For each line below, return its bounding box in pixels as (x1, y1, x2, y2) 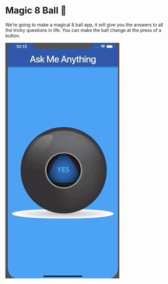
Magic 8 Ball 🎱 (5, 5, 67, 16)
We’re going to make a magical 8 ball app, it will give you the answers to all (5, 22, 163, 28)
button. (5, 32, 20, 39)
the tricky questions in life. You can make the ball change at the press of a (5, 27, 161, 33)
